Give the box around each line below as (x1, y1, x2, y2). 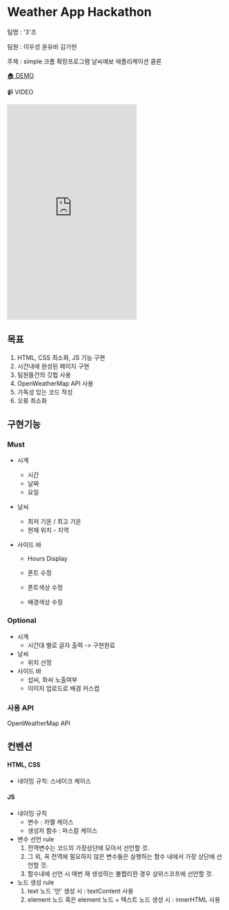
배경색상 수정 (27, 598, 63, 606)
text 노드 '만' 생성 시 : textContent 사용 (27, 887, 134, 895)
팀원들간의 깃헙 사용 (17, 370, 71, 379)
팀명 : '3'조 (7, 28, 37, 36)
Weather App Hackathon (7, 4, 152, 20)
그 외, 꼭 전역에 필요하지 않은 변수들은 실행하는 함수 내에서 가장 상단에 (27, 852, 215, 860)
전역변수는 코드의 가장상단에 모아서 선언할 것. (27, 843, 150, 852)
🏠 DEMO (7, 71, 34, 79)
